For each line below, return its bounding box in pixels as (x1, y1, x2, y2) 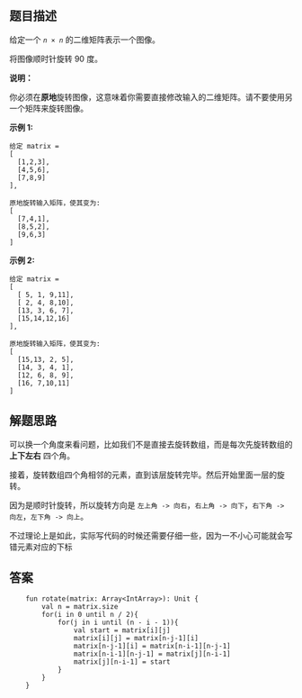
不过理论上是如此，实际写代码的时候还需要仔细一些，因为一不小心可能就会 (9, 530, 285, 540)
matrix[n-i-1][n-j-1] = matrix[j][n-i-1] (73, 649, 231, 659)
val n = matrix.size (41, 603, 119, 612)
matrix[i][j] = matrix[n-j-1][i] (73, 634, 200, 643)
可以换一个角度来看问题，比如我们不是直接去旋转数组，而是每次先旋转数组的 (9, 439, 293, 449)
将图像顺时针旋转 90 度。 (9, 53, 103, 64)
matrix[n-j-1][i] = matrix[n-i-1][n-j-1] (73, 642, 231, 651)
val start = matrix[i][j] (73, 626, 171, 635)
